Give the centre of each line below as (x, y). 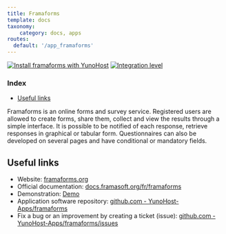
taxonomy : (21, 26)
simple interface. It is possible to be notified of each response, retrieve (107, 126)
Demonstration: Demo (48, 194)
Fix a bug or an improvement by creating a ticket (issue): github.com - (116, 216)
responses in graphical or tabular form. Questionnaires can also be (102, 134)
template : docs (29, 20)
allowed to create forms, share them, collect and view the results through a (113, 119)
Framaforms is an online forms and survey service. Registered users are (109, 112)
